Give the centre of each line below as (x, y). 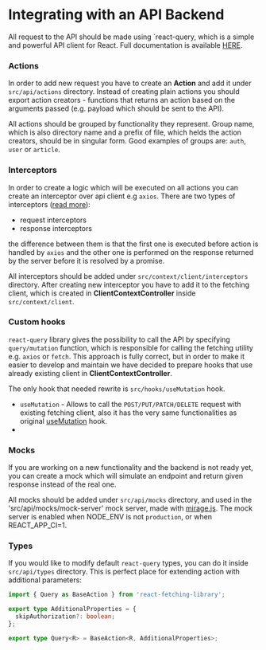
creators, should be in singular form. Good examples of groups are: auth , (127, 141)
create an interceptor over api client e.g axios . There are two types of (122, 196)
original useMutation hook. (64, 421)
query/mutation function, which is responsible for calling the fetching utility (131, 347)
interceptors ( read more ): (50, 204)
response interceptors (56, 228)
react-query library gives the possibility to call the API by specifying (119, 339)
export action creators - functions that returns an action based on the (122, 100)
